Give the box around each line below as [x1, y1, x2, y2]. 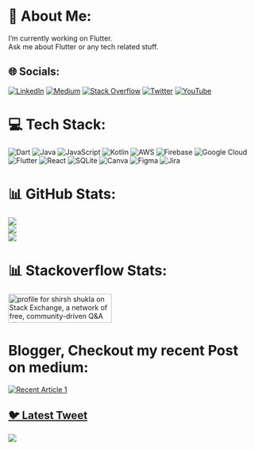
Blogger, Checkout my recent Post [8, 341, 238, 359]
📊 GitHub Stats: [8, 184, 117, 203]
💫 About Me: [8, 7, 92, 25]
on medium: [8, 358, 89, 376]
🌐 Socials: [8, 65, 60, 79]
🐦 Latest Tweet [8, 409, 88, 422]
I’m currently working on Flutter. [8, 33, 113, 43]
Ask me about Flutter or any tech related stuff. [8, 41, 159, 51]
